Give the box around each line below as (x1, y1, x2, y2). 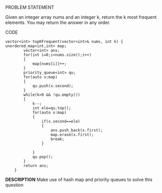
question (5, 182, 24, 188)
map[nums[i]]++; (32, 61, 67, 66)
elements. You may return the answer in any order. (5, 20, 110, 25)
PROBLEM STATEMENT (5, 5, 55, 10)
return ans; (23, 163, 49, 168)
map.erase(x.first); (50, 132, 94, 137)
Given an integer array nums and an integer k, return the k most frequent (5, 14, 157, 20)
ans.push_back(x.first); (50, 128, 103, 133)
